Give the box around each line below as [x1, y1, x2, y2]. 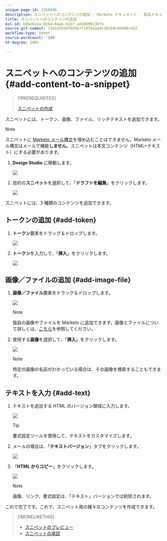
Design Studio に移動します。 [12, 159, 74, 165]
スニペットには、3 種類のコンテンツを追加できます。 [5, 200, 114, 206]
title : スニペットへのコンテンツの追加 [5, 17, 77, 22]
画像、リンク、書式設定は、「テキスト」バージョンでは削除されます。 [12, 493, 154, 499]
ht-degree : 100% [5, 40, 39, 45]
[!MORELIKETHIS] [17, 514, 54, 520]
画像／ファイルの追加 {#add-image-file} [5, 275, 131, 284]
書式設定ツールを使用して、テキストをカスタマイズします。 [12, 433, 134, 439]
